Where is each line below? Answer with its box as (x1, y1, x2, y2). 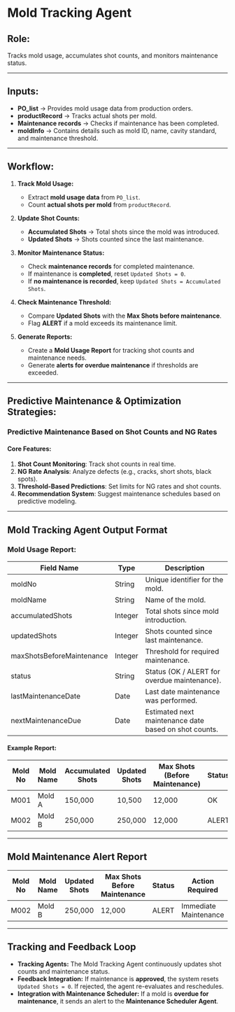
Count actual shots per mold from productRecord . (27, 200, 171, 209)
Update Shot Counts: (17, 213, 80, 222)
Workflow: (7, 161, 55, 173)
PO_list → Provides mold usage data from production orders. (17, 104, 194, 113)
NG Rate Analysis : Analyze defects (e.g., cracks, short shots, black (17, 468, 212, 476)
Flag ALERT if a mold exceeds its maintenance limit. (27, 318, 178, 327)
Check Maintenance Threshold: (17, 297, 112, 306)
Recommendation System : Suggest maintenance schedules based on (17, 490, 220, 498)
